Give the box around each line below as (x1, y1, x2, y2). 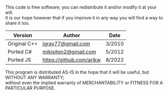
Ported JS (8, 57, 31, 63)
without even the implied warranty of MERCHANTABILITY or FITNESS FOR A (5, 80, 163, 86)
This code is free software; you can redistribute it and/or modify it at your (5, 4, 157, 10)
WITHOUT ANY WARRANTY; (5, 75, 64, 80)
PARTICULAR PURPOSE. (5, 85, 56, 91)
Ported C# (8, 48, 32, 55)
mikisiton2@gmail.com (42, 48, 96, 55)
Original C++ (8, 40, 38, 47)
